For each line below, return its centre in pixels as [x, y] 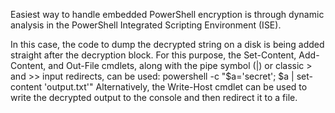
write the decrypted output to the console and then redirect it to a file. [154, 97]
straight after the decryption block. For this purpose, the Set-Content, [153, 55]
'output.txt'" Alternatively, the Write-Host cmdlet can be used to [176, 87]
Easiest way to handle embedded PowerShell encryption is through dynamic [167, 14]
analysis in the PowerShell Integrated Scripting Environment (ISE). [146, 25]
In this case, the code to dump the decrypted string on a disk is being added [167, 44]
